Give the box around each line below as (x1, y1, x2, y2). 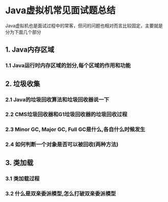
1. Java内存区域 (5, 46, 55, 54)
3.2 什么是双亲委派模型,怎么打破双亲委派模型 (5, 190, 116, 197)
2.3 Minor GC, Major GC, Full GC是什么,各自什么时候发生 (5, 126, 146, 133)
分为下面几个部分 (5, 29, 41, 35)
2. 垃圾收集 (5, 79, 40, 88)
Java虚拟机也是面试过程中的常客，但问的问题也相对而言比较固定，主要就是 (5, 23, 163, 29)
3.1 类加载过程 (5, 175, 40, 182)
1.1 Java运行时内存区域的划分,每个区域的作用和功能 (5, 62, 131, 69)
